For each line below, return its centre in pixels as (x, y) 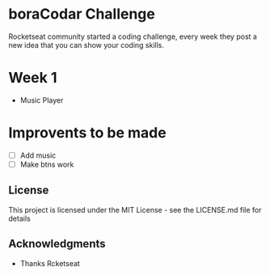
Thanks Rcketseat (50, 263)
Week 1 (33, 78)
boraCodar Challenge (82, 14)
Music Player (42, 100)
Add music (38, 155)
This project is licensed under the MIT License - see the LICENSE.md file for (135, 209)
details (19, 218)
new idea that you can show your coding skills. (86, 44)
